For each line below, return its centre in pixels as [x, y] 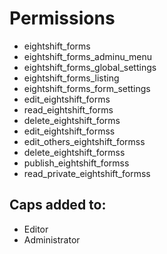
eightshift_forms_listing [71, 78]
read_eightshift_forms [68, 109]
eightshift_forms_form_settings [87, 88]
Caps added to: [58, 205]
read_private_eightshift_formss [87, 173]
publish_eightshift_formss [76, 163]
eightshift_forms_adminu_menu [88, 56]
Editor [36, 229]
